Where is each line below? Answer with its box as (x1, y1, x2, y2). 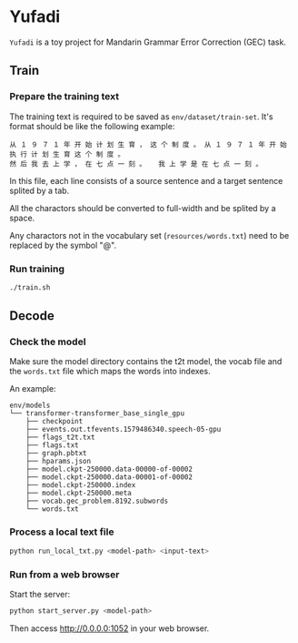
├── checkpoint (25, 417, 84, 426)
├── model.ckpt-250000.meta (25, 489, 132, 498)
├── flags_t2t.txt (25, 433, 95, 443)
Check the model (9, 335, 86, 348)
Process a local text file (9, 526, 114, 538)
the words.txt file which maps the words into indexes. (9, 366, 211, 377)
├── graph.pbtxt (25, 449, 88, 458)
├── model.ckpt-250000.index (25, 481, 136, 490)
